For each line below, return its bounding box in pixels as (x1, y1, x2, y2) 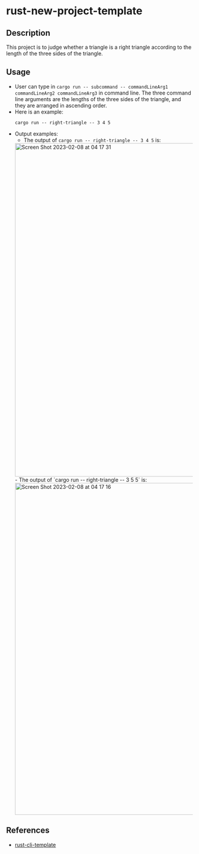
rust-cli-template (14, 841, 56, 848)
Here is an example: (14, 108, 64, 115)
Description (6, 28, 50, 38)
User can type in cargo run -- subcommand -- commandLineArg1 (14, 83, 168, 90)
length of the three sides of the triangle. (6, 50, 103, 57)
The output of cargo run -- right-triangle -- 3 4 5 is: (23, 136, 161, 143)
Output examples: (14, 130, 58, 137)
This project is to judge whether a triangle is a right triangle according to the (6, 43, 192, 51)
